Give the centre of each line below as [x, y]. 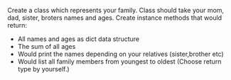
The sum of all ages [47, 46]
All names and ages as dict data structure [79, 39]
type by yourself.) [43, 69]
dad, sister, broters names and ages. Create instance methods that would [115, 18]
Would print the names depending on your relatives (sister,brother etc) [120, 54]
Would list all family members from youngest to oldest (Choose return [119, 62]
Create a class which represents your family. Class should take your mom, [116, 10]
